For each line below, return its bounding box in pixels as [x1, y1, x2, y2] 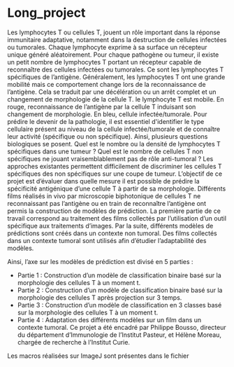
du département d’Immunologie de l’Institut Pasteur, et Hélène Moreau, [17, 331, 222, 339]
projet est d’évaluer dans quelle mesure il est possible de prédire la [7, 176, 200, 185]
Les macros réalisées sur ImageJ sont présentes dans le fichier [7, 352, 190, 360]
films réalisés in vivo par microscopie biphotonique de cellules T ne [7, 191, 201, 200]
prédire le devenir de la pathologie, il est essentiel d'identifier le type [7, 117, 205, 125]
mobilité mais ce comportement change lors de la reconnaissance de [7, 80, 206, 88]
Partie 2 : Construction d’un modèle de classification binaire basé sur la [17, 286, 223, 294]
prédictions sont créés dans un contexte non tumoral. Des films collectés [7, 229, 218, 237]
